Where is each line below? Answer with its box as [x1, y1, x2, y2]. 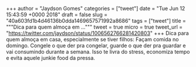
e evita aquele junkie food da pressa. [6, 55, 96, 61]
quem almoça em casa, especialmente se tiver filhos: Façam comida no [6, 36, 179, 43]
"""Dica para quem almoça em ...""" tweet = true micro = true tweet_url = [6, 23, 183, 30]
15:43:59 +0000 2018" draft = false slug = [6, 11, 108, 18]
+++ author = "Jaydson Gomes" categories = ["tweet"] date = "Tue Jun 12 [6, 5, 185, 12]
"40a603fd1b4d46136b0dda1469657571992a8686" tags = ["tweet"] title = [6, 17, 187, 24]
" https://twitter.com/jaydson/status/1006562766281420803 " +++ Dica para [6, 30, 189, 37]
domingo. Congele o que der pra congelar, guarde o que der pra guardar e [6, 42, 186, 49]
